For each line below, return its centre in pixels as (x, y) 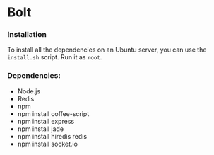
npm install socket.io (47, 144)
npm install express (46, 121)
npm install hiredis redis (52, 136)
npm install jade (41, 129)
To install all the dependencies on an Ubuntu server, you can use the (107, 50)
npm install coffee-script (53, 113)
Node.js (29, 91)
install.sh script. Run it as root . (55, 57)
